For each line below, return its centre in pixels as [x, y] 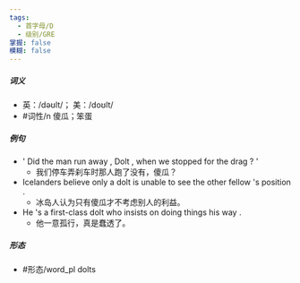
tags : [19, 17]
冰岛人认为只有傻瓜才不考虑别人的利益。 [110, 202]
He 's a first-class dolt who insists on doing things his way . [132, 212]
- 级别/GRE [36, 34]
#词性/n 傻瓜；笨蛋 [57, 116]
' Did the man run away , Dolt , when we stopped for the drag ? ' [140, 161]
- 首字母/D [35, 26]
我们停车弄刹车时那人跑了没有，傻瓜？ [106, 172]
